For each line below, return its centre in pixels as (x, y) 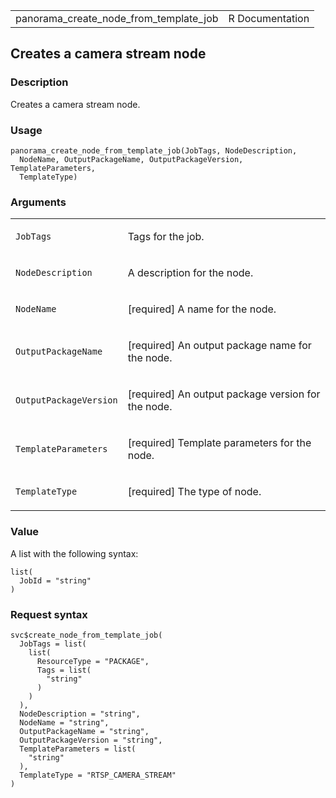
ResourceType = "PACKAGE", (93, 661)
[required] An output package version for (224, 394)
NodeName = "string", (64, 722)
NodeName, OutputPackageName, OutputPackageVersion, (131, 159)
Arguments (38, 202)
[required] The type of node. (194, 492)
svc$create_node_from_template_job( (86, 635)
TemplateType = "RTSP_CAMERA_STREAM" (98, 775)
